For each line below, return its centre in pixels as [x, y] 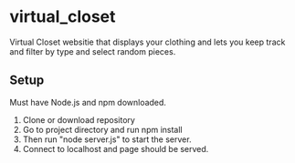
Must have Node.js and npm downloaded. [88, 102]
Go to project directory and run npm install [102, 129]
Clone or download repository [79, 119]
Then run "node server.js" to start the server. [107, 139]
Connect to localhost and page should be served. [116, 148]
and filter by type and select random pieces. [93, 51]
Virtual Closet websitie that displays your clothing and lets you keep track [147, 42]
